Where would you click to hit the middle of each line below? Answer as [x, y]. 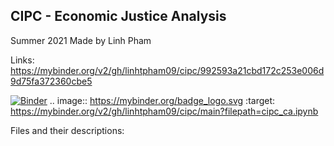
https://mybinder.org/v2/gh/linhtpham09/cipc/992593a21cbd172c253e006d [167, 70]
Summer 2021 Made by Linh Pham [81, 40]
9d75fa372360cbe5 [51, 81]
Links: [22, 60]
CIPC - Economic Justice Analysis [118, 16]
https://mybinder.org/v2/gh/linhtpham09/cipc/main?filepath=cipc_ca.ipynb [164, 111]
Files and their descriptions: [67, 130]
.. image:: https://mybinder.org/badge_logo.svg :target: [162, 100]
